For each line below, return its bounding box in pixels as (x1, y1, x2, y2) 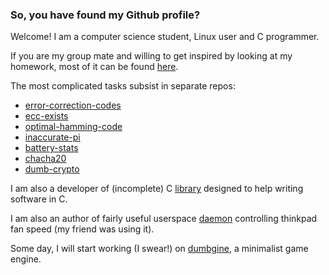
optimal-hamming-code (24, 121, 123, 133)
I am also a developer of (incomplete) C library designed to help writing (10, 183, 304, 195)
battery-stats (24, 142, 79, 154)
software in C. (10, 193, 68, 205)
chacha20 (24, 153, 67, 165)
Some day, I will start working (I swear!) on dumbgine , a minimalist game (10, 243, 309, 255)
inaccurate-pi (24, 131, 81, 143)
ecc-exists (24, 110, 69, 122)
